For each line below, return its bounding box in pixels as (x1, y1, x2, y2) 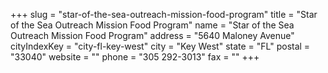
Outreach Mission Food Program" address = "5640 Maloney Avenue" (10, 30, 295, 41)
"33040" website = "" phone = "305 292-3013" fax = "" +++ (10, 51, 260, 63)
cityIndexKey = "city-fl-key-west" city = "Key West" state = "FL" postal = (10, 40, 311, 52)
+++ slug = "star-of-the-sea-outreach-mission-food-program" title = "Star (10, 9, 318, 20)
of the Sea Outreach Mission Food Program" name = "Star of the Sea (10, 19, 295, 31)
